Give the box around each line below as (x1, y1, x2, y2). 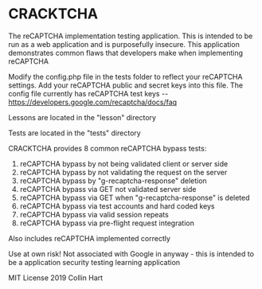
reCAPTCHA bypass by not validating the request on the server (19, 167, 228, 177)
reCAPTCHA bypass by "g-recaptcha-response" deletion (19, 176, 207, 186)
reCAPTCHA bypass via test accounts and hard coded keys (19, 201, 215, 211)
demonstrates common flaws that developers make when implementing (8, 48, 244, 57)
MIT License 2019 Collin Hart (8, 272, 104, 283)
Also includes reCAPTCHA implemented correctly (8, 233, 171, 243)
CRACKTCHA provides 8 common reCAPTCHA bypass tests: (8, 143, 207, 153)
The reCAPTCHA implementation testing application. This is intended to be (8, 31, 253, 41)
